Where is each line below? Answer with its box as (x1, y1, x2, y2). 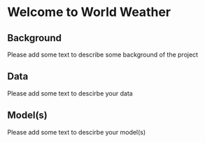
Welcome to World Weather (7, 4, 171, 20)
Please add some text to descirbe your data (7, 89, 133, 98)
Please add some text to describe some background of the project (7, 50, 198, 59)
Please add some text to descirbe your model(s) (7, 128, 146, 136)
